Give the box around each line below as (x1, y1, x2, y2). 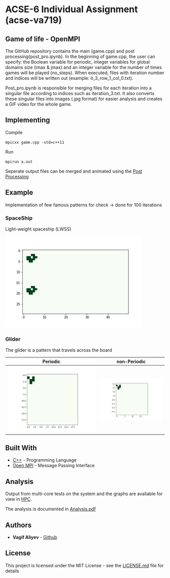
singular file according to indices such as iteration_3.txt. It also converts (5, 90, 155, 96)
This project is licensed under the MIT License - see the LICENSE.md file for (5, 562, 164, 568)
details (5, 568, 19, 574)
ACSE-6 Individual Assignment (5, 4, 138, 15)
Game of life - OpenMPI (5, 35, 80, 43)
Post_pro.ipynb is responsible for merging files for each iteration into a (5, 85, 152, 91)
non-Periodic (116, 358, 146, 364)
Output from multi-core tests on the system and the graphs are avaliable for (5, 491, 163, 497)
